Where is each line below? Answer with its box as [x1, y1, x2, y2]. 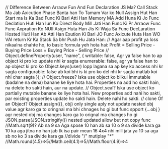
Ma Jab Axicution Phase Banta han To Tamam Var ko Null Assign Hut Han [5, 10, 157, 16]
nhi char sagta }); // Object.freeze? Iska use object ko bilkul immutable [5, 74, 151, 80]
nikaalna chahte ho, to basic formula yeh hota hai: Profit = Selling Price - [5, 42, 155, 47]
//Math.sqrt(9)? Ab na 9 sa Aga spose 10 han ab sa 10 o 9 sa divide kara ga [5, 122, 161, 128]
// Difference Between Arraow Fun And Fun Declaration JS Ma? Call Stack [5, 5, 158, 10]
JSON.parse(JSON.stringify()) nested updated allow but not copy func [5, 117, 151, 123]
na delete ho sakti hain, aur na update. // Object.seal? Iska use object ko [5, 85, 155, 90]
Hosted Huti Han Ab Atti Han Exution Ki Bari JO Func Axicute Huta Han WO [5, 31, 161, 37]
